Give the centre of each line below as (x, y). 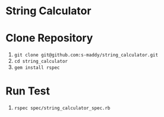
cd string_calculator (41, 61)
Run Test (28, 91)
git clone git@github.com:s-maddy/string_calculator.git (86, 55)
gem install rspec (37, 68)
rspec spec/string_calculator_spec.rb (62, 108)
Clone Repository (49, 38)
